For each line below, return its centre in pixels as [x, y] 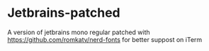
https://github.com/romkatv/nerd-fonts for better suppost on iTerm [105, 39]
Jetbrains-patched [64, 13]
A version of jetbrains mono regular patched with [79, 32]
